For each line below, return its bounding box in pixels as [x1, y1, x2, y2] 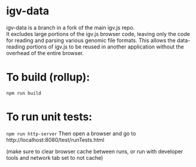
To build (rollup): [6, 71, 90, 84]
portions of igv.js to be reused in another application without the [26, 43, 184, 50]
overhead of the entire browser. [6, 49, 84, 56]
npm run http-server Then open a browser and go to [6, 130, 136, 137]
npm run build [6, 90, 42, 96]
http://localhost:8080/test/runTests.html [6, 136, 105, 143]
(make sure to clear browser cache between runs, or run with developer [6, 148, 183, 155]
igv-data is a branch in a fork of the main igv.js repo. [6, 24, 135, 31]
